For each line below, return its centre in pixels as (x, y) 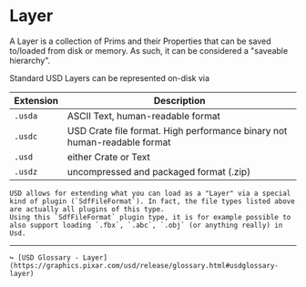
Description (179, 100)
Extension (36, 100)
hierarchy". (30, 60)
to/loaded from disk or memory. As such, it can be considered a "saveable (149, 50)
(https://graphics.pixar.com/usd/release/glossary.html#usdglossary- (144, 265)
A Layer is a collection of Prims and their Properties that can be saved (140, 41)
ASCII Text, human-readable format (143, 116)
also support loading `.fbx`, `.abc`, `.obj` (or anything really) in (146, 225)
